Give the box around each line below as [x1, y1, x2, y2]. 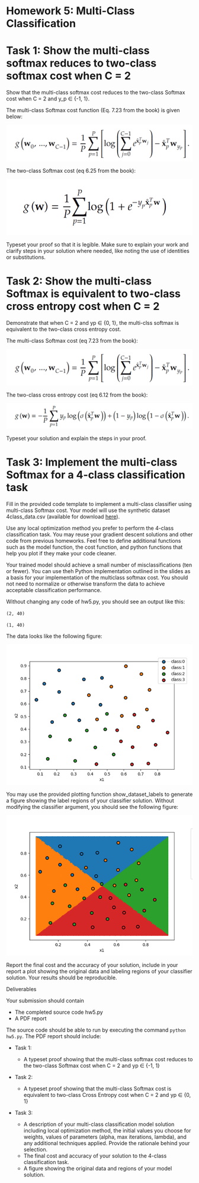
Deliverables [6, 985, 37, 992]
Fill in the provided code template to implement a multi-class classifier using [6, 500, 192, 507]
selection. [23, 1146, 48, 1153]
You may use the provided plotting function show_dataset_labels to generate [6, 790, 193, 798]
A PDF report [14, 1014, 47, 1022]
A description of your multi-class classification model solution [23, 1121, 175, 1128]
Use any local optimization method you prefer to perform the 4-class [6, 524, 174, 532]
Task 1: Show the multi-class [6, 44, 150, 58]
